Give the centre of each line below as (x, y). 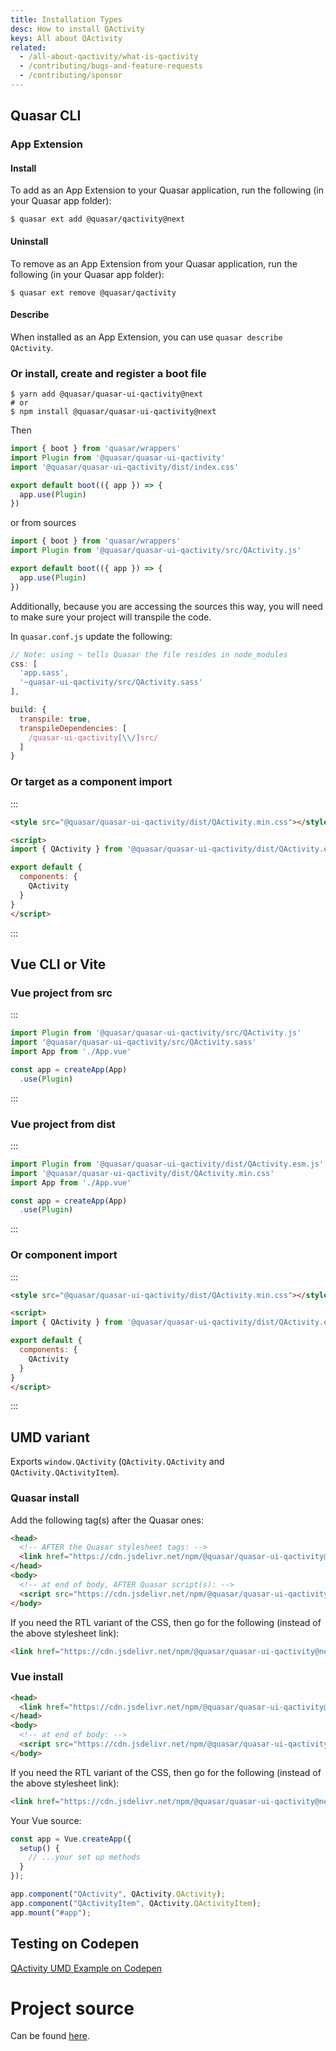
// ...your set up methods (84, 1857)
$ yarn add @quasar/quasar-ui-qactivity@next (106, 394)
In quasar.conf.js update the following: (91, 636)
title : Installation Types (66, 19)
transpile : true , (55, 719)
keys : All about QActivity (66, 38)
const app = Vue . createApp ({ (71, 1839)
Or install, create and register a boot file (108, 373)
